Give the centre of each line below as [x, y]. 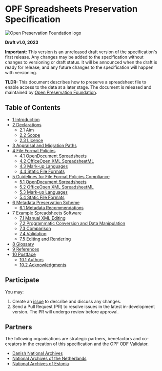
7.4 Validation [33, 233]
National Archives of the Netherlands [49, 359]
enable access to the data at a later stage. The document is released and [78, 87]
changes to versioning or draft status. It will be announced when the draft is [81, 62]
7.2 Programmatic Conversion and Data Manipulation [72, 223]
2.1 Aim [27, 130]
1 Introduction [26, 119]
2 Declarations [27, 124]
